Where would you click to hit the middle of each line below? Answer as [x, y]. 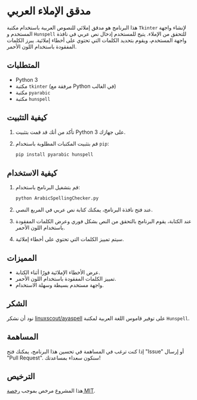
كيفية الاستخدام [32, 173]
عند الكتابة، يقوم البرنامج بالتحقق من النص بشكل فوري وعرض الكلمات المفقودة [103, 221]
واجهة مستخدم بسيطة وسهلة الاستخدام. [59, 285]
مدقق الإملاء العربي [49, 11]
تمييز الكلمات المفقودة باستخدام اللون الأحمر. [66, 278]
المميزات [22, 258]
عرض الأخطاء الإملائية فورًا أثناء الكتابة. [58, 272]
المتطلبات [23, 65]
